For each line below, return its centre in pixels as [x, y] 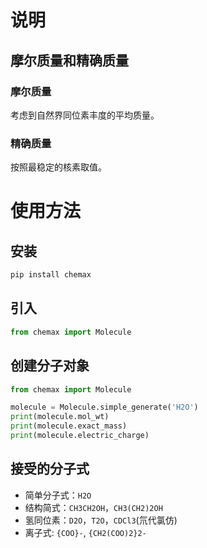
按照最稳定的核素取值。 [58, 167]
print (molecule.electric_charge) [80, 436]
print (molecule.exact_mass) [69, 426]
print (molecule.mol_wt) [60, 417]
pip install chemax [51, 275]
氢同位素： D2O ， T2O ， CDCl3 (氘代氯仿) [101, 520]
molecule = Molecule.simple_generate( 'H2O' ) [104, 407]
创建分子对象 [50, 366]
